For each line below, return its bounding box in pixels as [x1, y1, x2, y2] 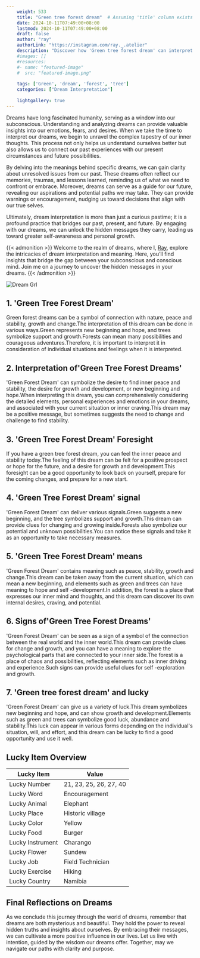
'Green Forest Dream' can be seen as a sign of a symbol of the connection [6, 632, 189, 639]
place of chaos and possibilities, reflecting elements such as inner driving [6, 658, 187, 665]
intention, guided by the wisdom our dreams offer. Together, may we [6, 938, 174, 945]
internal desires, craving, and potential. [6, 598, 102, 606]
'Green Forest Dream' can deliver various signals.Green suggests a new [6, 508, 182, 515]
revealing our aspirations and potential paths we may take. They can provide [6, 189, 193, 196]
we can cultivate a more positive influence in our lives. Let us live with [6, 932, 177, 939]
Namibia [63, 877, 87, 886]
